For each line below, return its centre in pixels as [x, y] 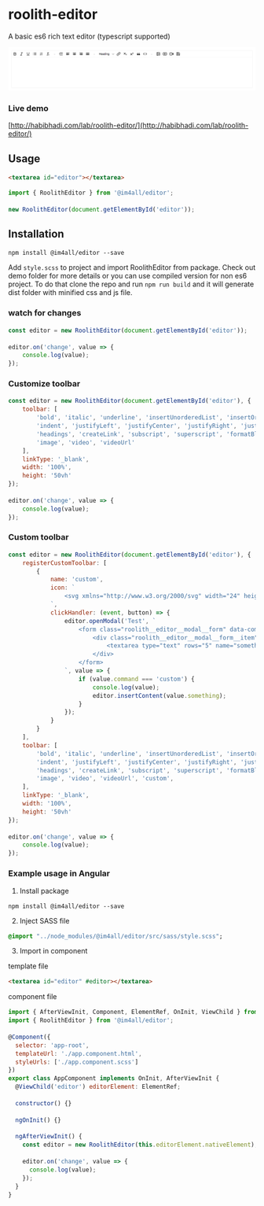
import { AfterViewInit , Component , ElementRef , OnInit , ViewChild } [125, 1012]
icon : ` [63, 588]
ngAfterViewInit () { [49, 1137]
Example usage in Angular [59, 873]
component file [33, 997]
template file [28, 966]
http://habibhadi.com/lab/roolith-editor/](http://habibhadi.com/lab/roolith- [130, 125]
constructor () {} [44, 1103]
